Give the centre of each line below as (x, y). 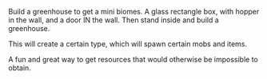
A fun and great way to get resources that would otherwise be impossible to (133, 59)
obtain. (20, 68)
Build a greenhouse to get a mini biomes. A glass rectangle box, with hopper (134, 12)
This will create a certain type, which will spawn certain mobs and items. (128, 44)
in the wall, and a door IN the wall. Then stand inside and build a (114, 20)
